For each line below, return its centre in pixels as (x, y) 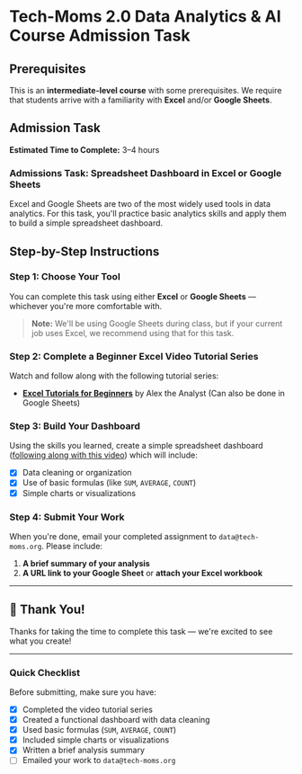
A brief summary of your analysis (86, 563)
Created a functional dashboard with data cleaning (116, 720)
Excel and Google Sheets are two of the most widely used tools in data (140, 204)
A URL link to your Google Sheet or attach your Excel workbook (142, 573)
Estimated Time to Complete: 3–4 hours (84, 149)
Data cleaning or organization (77, 473)
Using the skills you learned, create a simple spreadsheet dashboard (136, 446)
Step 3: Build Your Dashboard (75, 426)
